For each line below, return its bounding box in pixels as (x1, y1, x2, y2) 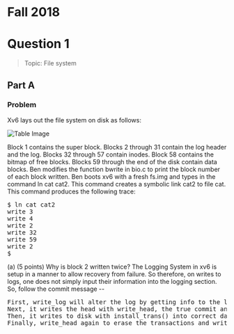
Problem (7, 100, 37, 110)
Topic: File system (24, 59, 77, 67)
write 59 (7, 235, 37, 244)
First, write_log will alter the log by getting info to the (7, 298, 221, 306)
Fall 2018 (7, 4, 61, 20)
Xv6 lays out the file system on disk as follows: (7, 116, 141, 124)
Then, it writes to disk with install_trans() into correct (7, 312, 217, 320)
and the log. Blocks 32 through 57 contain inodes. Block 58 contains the (7, 150, 214, 159)
